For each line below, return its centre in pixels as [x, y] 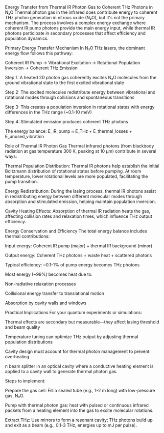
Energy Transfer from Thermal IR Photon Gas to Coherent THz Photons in [79, 7]
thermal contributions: [27, 236]
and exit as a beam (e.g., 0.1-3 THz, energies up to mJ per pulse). [71, 425]
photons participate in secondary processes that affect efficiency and [75, 33]
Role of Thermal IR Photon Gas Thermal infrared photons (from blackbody [80, 146]
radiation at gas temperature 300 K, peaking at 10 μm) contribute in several [81, 151]
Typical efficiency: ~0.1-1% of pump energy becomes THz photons [72, 265]
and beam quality [23, 327]
